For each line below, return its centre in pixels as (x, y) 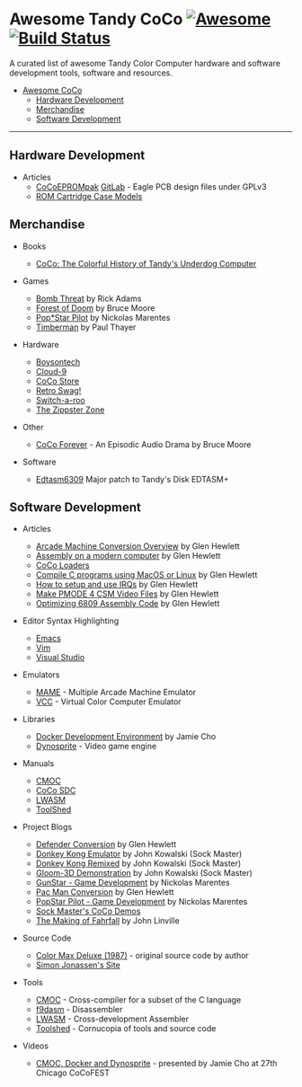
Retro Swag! (58, 390)
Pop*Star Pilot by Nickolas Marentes (103, 317)
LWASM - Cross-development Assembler (112, 1019)
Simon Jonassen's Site (78, 965)
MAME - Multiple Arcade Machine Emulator (116, 693)
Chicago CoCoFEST (73, 1073)
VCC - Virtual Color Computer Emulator (108, 702)
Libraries (39, 720)
